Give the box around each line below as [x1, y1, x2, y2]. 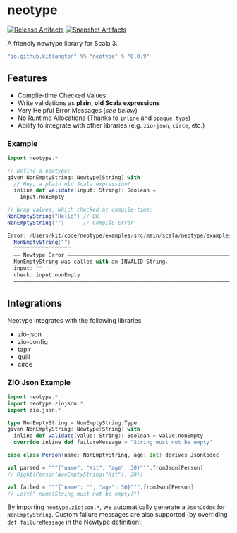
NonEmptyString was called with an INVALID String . [13, 258, 169, 266]
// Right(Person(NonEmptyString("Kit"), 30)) [7, 471, 143, 478]
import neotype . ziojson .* [7, 400, 83, 407]
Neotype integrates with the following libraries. [7, 316, 143, 324]
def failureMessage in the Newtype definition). [7, 517, 143, 527]
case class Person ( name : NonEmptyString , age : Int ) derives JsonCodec [7, 452, 219, 459]
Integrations [7, 298, 62, 310]
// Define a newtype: [7, 167, 71, 174]
